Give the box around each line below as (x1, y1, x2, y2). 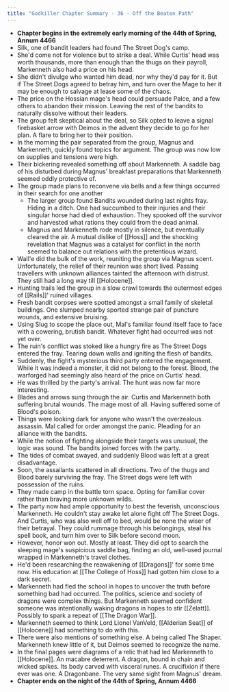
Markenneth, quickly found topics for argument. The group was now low (16, 145, 221, 153)
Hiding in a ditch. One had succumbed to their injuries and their (27, 203, 206, 212)
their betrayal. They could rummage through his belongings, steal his (16, 523, 211, 532)
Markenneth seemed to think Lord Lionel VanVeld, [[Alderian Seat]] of (16, 618, 213, 627)
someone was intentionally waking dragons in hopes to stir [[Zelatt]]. (16, 604, 211, 612)
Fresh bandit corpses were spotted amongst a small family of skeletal (16, 298, 213, 306)
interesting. (16, 385, 49, 394)
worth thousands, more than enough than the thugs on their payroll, (16, 58, 208, 66)
